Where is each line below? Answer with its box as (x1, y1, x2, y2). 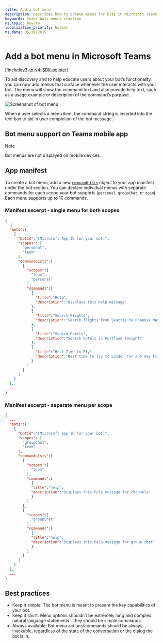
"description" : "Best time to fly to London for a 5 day (35, 354, 151, 359)
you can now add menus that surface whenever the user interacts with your (5, 81, 157, 87)
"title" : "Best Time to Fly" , (35, 349, 95, 355)
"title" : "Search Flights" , (35, 313, 90, 318)
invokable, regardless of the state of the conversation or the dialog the (12, 628, 153, 634)
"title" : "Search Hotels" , (35, 331, 88, 336)
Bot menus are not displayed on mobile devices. (5, 152, 101, 158)
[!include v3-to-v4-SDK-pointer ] (5, 67, 68, 73)
